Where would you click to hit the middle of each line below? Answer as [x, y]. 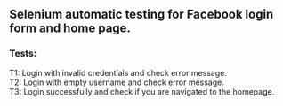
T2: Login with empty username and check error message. [117, 82]
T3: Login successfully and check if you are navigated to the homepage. [142, 91]
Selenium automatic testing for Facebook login [141, 15]
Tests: [23, 54]
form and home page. [70, 29]
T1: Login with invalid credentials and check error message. [118, 72]
